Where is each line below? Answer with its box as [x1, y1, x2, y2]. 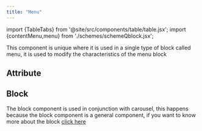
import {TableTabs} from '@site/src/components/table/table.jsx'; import [6, 26, 186, 33]
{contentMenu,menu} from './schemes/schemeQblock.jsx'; [6, 32, 154, 40]
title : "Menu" [6, 9, 43, 15]
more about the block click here [6, 118, 87, 125]
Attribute [6, 68, 41, 79]
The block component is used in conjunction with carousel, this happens [6, 105, 189, 112]
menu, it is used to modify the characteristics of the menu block [6, 50, 167, 58]
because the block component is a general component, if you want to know [6, 111, 197, 119]
